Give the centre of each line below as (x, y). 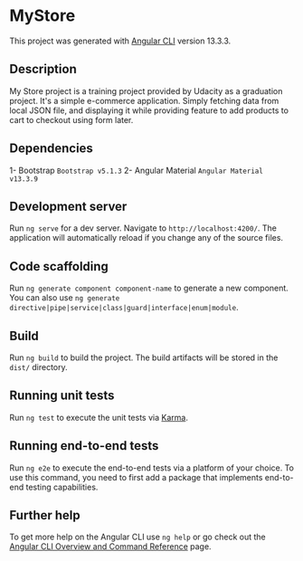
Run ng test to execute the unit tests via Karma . (99, 417)
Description (43, 69)
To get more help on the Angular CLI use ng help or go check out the (137, 537)
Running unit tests (62, 396)
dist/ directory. (38, 367)
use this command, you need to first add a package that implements (136, 477)
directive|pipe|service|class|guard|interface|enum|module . (124, 308)
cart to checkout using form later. (71, 119)
